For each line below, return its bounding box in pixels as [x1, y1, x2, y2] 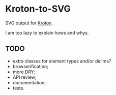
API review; [12, 74, 37, 80]
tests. [12, 85, 24, 91]
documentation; [12, 79, 46, 85]
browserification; [12, 63, 48, 69]
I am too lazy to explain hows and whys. [5, 29, 89, 36]
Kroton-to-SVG [5, 3, 71, 15]
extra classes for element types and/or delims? [12, 58, 111, 64]
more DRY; [12, 69, 36, 75]
